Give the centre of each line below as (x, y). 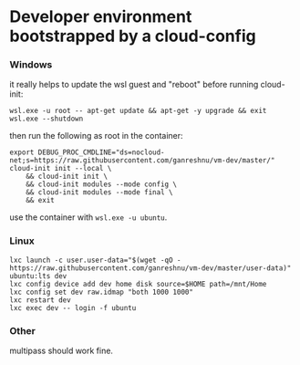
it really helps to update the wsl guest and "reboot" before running (134, 85)
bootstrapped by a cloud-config (133, 36)
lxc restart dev (40, 300)
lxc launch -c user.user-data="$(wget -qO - (95, 260)
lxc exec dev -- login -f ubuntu (73, 308)
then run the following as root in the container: (97, 136)
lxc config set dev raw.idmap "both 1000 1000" (102, 292)
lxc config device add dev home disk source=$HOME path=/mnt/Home (138, 284)
